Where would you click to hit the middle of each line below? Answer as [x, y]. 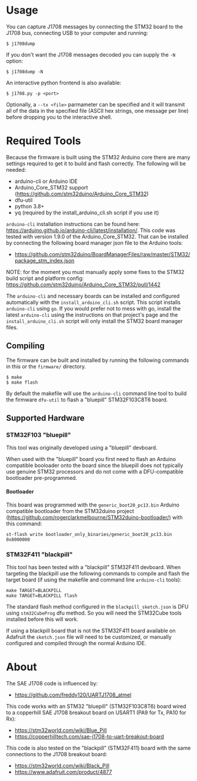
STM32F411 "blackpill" [39, 554]
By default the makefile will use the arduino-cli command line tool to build [96, 393]
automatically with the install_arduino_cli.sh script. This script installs [94, 302]
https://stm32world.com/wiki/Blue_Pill [61, 730]
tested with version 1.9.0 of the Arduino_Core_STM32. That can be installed [97, 236]
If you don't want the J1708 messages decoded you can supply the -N [91, 54]
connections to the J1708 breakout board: [57, 754]
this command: [24, 524]
